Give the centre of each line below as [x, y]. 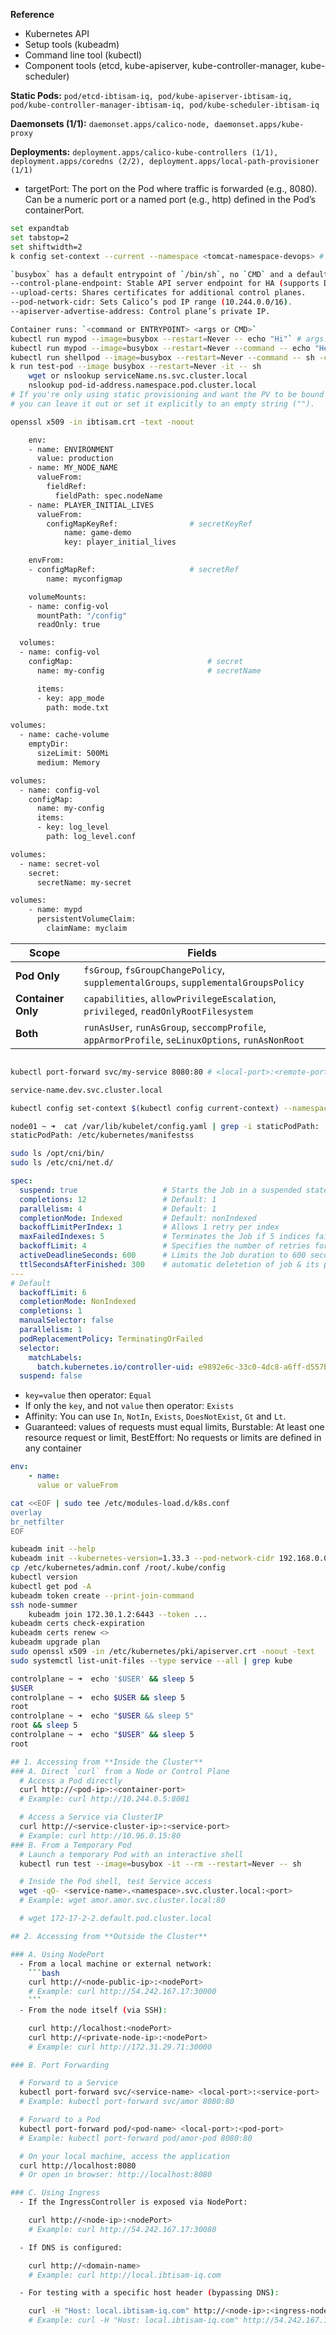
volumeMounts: [57, 597]
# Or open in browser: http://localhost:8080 [116, 2175]
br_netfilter [37, 1522]
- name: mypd [55, 910]
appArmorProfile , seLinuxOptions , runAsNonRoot [194, 1039]
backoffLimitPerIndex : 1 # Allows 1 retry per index [149, 1227]
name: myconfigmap [84, 579]
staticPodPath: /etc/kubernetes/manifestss [102, 1135]
